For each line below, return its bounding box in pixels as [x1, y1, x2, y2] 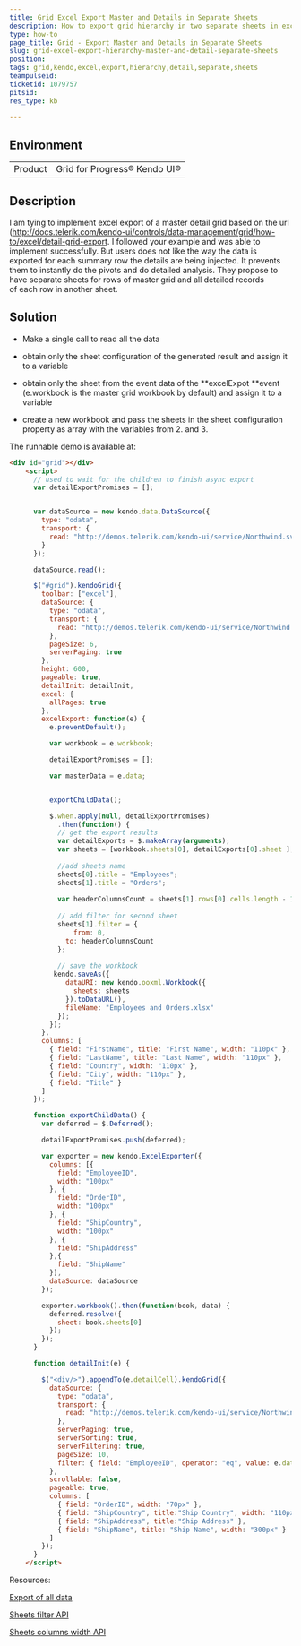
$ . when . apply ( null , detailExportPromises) [48, 812, 211, 821]
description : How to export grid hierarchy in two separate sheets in [9, 22, 279, 30]
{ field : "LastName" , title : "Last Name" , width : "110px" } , [48, 1054, 282, 1063]
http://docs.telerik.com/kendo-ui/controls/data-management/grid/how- [12, 227, 276, 237]
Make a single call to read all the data [21, 333, 160, 344]
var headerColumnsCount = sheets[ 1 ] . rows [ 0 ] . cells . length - [56, 895, 287, 904]
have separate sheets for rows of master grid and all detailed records [9, 274, 264, 285]
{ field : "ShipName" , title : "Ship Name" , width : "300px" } [56, 1525, 287, 1534]
